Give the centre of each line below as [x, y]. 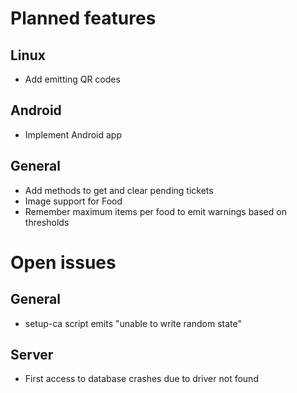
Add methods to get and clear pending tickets [119, 190]
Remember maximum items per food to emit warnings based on [155, 211]
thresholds [47, 222]
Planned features [83, 18]
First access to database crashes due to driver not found [141, 379]
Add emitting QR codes [72, 79]
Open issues [63, 262]
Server [32, 355]
